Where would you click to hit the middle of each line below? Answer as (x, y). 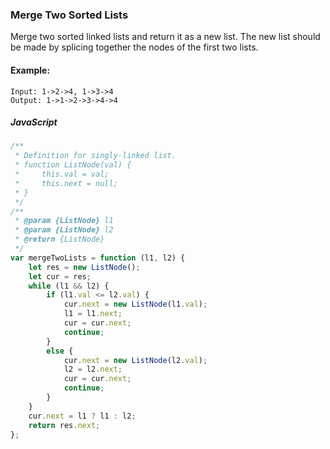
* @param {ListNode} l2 (64, 230)
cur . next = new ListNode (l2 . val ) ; (135, 360)
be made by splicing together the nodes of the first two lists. (134, 47)
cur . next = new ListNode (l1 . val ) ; (135, 304)
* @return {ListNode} (59, 239)
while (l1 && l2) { (69, 286)
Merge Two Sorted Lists (69, 15)
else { (60, 351)
